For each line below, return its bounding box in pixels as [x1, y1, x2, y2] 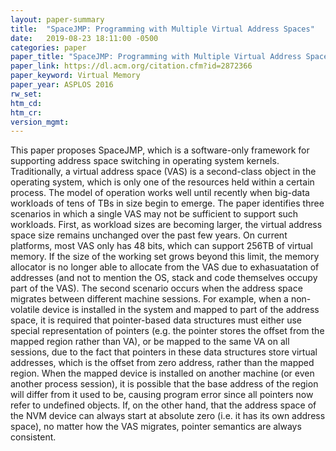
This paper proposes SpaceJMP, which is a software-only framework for [10, 144, 310, 156]
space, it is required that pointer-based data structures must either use [10, 314, 302, 326]
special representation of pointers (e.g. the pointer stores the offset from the [10, 325, 325, 337]
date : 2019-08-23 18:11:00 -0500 [10, 33, 159, 43]
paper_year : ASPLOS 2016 [10, 80, 114, 90]
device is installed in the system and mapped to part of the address [41, 304, 320, 316]
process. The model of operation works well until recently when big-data [10, 187, 310, 199]
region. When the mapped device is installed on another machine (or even [10, 367, 315, 380]
